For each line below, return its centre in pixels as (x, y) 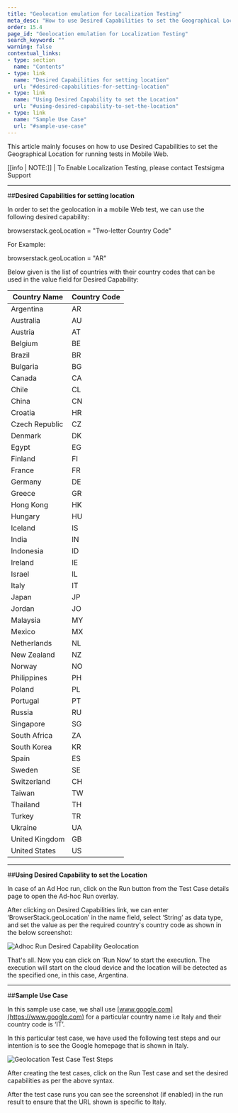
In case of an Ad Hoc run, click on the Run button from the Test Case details (118, 888)
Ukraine (24, 827)
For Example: (27, 244)
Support (19, 175)
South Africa (32, 735)
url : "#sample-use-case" (50, 126)
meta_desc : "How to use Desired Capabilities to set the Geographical (114, 21)
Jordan (23, 609)
